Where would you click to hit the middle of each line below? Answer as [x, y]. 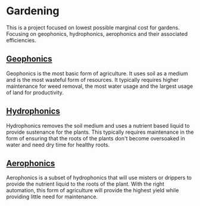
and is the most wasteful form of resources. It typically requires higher [92, 79]
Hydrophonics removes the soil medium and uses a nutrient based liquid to [98, 125]
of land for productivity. [35, 92]
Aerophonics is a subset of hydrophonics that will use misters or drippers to [99, 178]
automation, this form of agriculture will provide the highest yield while [93, 190]
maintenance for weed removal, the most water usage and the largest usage [100, 86]
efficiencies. [21, 40]
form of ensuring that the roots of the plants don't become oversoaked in [96, 138]
